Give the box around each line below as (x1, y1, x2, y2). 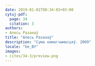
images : (5, 49, 21, 54)
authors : (5, 26, 23, 31)
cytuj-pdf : (5, 12, 28, 17)
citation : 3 (9, 21, 34, 26)
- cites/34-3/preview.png (5, 53, 58, 59)
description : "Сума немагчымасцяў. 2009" (5, 40, 92, 45)
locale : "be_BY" (5, 44, 38, 49)
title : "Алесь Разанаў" (5, 35, 54, 40)
